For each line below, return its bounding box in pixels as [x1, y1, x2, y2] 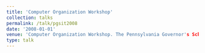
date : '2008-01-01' [6, 26, 56, 32]
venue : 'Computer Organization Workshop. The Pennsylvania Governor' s [6, 32, 190, 38]
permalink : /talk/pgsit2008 [6, 20, 78, 26]
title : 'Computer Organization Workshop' [6, 9, 113, 15]
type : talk [6, 37, 34, 43]
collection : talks [6, 15, 53, 21]
